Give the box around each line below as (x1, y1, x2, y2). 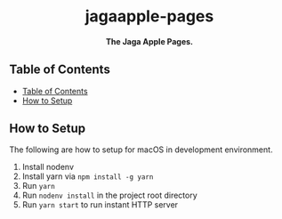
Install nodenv (21, 162, 74, 173)
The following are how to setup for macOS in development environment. (9, 144, 273, 155)
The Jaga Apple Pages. (105, 36, 194, 46)
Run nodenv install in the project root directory (21, 190, 197, 201)
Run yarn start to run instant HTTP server (21, 199, 179, 210)
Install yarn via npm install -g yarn (21, 171, 154, 182)
